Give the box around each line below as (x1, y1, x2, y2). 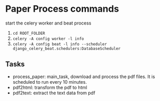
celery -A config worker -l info (12, 36, 84, 41)
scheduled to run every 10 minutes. (12, 79, 87, 85)
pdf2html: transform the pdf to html (12, 84, 87, 90)
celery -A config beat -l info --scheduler (12, 41, 107, 46)
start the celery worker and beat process (5, 20, 92, 26)
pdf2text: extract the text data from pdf (12, 90, 96, 96)
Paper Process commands (5, 3, 119, 15)
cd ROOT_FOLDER (12, 31, 45, 36)
